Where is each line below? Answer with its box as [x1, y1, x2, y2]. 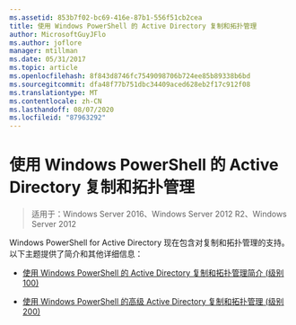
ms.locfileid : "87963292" [9, 113, 106, 122]
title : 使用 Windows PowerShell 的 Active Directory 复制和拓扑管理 [9, 22, 257, 31]
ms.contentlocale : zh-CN [9, 96, 102, 106]
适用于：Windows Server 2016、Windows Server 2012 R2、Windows [30, 208, 287, 220]
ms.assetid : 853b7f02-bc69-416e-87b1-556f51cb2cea [9, 13, 203, 22]
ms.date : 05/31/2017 [9, 55, 87, 64]
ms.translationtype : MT [9, 88, 99, 97]
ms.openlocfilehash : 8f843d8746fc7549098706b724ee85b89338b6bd [9, 72, 251, 81]
